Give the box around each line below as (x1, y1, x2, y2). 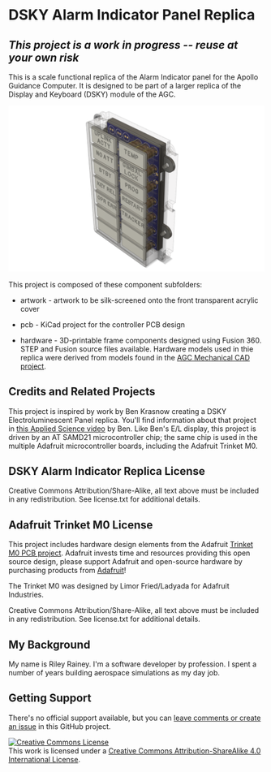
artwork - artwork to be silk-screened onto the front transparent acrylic (19, 295, 259, 305)
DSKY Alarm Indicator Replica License (8, 464, 205, 478)
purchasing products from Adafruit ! (8, 566, 127, 576)
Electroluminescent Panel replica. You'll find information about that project (8, 415, 257, 425)
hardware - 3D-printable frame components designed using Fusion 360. (19, 335, 262, 345)
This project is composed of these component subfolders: (8, 279, 203, 289)
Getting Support (8, 692, 92, 705)
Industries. (8, 590, 45, 600)
